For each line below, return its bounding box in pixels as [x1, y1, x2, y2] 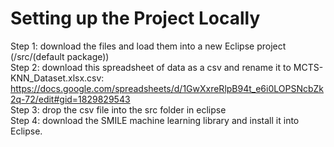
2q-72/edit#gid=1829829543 [10, 93, 131, 105]
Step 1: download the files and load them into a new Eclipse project [10, 40, 287, 52]
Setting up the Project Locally [10, 7, 261, 30]
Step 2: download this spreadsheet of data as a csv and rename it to [10, 61, 292, 73]
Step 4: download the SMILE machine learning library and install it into [10, 114, 300, 126]
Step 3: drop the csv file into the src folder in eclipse [10, 103, 227, 116]
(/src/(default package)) [10, 50, 110, 62]
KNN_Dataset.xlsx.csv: [10, 72, 105, 84]
